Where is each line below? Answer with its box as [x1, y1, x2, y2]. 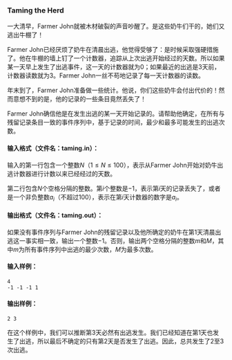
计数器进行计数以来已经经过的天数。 [12, 169, 116, 178]
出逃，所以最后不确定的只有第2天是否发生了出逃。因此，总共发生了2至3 [19, 336, 224, 345]
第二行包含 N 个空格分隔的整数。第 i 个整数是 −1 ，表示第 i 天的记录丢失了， [7, 184, 209, 192]
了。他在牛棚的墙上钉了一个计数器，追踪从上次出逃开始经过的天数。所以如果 [7, 54, 225, 62]
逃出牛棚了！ [7, 30, 43, 39]
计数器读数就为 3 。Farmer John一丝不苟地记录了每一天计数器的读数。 [7, 71, 205, 80]
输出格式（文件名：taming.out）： [7, 210, 104, 219]
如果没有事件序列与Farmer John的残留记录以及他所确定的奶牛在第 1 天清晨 [7, 228, 215, 236]
